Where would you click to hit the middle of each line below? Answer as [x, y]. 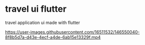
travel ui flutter [36, 9]
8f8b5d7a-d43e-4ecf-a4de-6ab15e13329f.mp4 [53, 37]
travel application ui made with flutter [43, 22]
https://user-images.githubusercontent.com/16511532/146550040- [72, 32]
